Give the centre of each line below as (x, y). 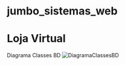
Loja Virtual (36, 39)
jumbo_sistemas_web (62, 11)
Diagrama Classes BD (34, 55)
